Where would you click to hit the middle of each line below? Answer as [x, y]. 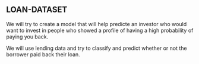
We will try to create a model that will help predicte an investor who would [97, 24]
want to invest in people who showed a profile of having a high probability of [100, 30]
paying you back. [27, 36]
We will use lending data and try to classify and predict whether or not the [97, 48]
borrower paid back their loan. [43, 54]
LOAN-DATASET [37, 10]
